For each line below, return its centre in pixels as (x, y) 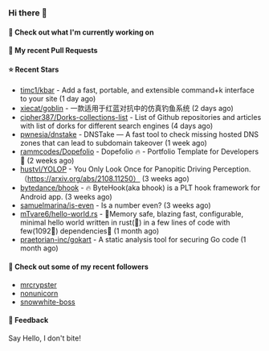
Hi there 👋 (28, 13)
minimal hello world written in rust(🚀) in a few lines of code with (125, 223)
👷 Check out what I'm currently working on (81, 32)
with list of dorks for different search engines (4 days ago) (116, 126)
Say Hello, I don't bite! (45, 338)
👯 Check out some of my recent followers (78, 266)
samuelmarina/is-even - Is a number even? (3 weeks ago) (115, 205)
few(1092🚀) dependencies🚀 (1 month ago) (90, 231)
